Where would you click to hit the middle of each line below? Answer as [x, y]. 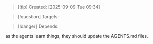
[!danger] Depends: [38, 26]
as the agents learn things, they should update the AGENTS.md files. [77, 36]
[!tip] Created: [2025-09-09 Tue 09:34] [59, 7]
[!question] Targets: [38, 17]
